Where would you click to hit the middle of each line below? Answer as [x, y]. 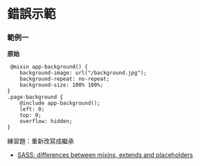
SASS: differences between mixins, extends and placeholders [105, 155]
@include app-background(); [60, 103]
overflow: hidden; [46, 122]
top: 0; [30, 116]
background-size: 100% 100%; [62, 85]
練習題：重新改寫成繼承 [40, 141]
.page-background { [35, 98]
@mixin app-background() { [49, 67]
